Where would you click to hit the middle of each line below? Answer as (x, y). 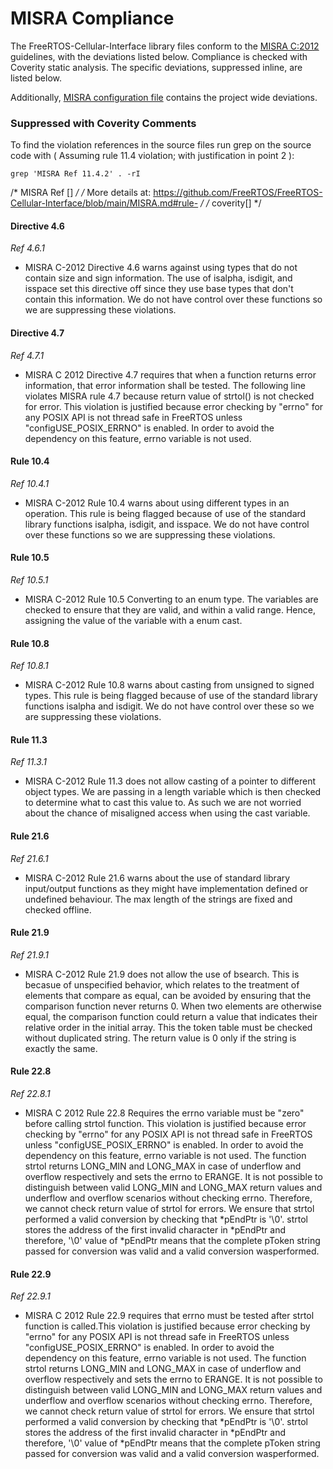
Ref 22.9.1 (30, 1296)
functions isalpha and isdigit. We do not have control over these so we (169, 706)
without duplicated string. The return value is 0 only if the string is (160, 1038)
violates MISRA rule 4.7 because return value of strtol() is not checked (169, 396)
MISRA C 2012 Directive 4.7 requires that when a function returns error (170, 374)
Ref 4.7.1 (27, 355)
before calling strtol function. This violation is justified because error (165, 1124)
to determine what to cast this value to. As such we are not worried (163, 803)
